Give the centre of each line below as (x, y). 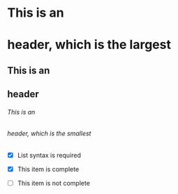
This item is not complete (54, 184)
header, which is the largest (89, 45)
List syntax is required (49, 155)
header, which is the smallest (49, 133)
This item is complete (48, 170)
